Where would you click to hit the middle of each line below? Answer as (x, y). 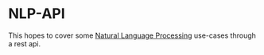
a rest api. (25, 43)
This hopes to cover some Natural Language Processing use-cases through (132, 35)
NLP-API (37, 14)
